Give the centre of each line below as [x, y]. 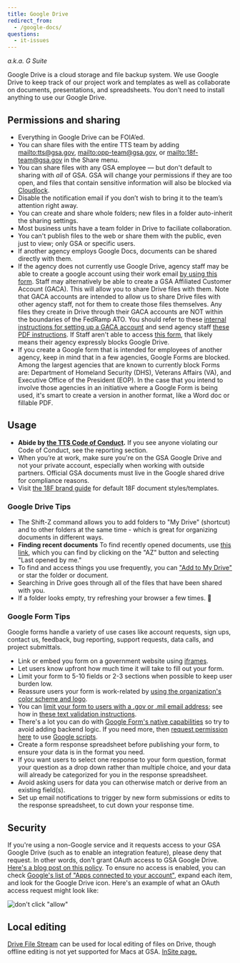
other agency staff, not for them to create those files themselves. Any [120, 304]
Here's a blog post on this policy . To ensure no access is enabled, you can [117, 868]
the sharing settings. [48, 220]
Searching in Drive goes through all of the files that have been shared [120, 583]
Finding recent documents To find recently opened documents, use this [124, 545]
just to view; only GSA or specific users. [76, 243]
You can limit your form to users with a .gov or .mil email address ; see [120, 707]
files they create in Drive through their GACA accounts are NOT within [120, 311]
